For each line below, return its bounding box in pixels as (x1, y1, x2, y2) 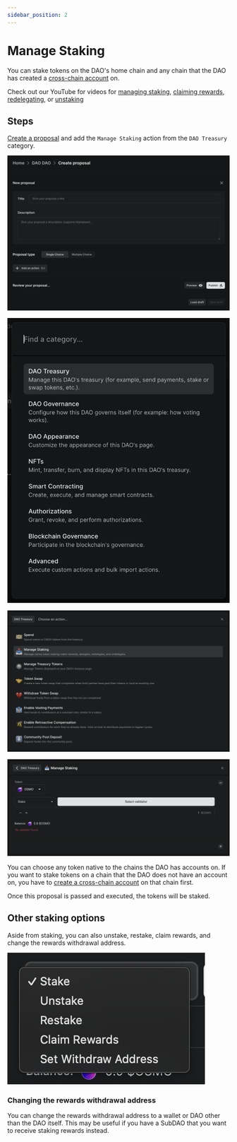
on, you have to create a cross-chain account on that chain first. (7, 878, 194, 887)
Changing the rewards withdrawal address (7, 1095, 157, 1105)
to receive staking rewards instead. (7, 1126, 109, 1135)
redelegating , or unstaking (7, 95, 84, 103)
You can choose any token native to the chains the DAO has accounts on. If (7, 863, 226, 872)
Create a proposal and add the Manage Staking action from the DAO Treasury (7, 134, 228, 143)
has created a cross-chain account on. (7, 73, 120, 82)
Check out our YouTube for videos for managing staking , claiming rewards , (7, 87, 225, 95)
